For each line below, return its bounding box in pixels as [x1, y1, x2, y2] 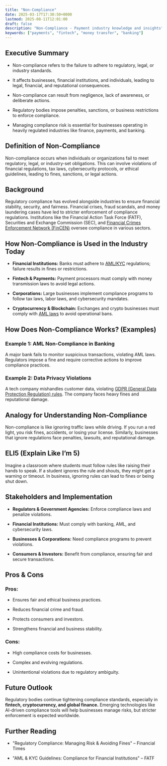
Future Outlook [5, 684, 53, 692]
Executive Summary [5, 49, 69, 57]
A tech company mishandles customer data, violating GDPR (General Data [5, 386, 157, 392]
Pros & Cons [5, 571, 44, 579]
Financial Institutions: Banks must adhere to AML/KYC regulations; [12, 260, 151, 267]
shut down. [5, 478, 28, 484]
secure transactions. [12, 556, 55, 562]
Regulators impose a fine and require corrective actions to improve [5, 357, 142, 363]
